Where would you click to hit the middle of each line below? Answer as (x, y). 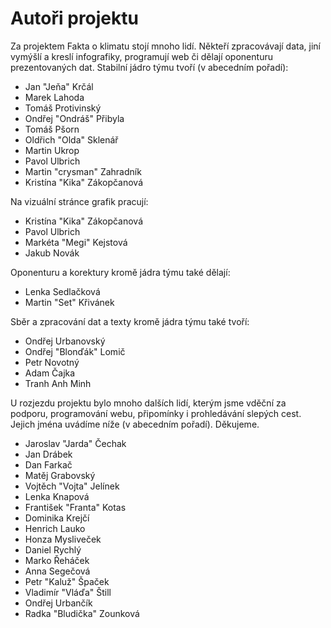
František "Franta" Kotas (75, 507)
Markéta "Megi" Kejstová (76, 242)
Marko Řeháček (57, 560)
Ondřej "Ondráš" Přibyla (74, 118)
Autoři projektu (74, 18)
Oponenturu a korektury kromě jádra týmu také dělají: (120, 272)
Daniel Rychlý (53, 549)
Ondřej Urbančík (58, 603)
